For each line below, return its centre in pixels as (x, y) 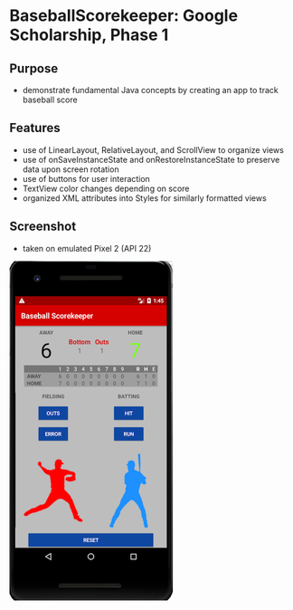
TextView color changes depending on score (106, 188)
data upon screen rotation (71, 169)
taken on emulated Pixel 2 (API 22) (87, 248)
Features (35, 128)
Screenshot (43, 227)
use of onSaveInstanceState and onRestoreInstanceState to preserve (151, 159)
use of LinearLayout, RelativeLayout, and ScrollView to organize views (153, 149)
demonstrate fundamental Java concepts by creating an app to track (150, 90)
